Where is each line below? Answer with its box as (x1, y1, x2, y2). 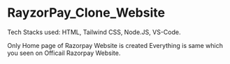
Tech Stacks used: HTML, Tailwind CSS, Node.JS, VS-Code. (7, 28, 181, 36)
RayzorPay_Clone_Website (7, 5, 166, 21)
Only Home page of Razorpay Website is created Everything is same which (7, 41, 224, 49)
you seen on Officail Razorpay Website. (7, 49, 121, 57)
